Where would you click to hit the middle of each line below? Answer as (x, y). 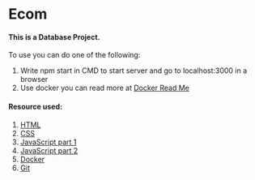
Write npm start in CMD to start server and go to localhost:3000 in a (134, 71)
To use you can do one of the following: (74, 55)
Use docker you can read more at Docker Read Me (105, 88)
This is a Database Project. (54, 36)
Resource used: (36, 106)
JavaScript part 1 (48, 142)
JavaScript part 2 (49, 150)
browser (34, 79)
